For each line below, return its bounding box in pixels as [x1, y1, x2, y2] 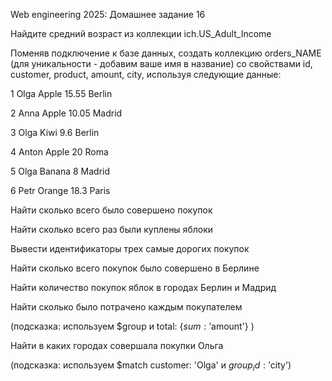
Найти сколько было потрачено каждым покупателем [10, 301, 243, 313]
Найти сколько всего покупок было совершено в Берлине [10, 262, 260, 274]
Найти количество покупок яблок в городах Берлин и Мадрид [10, 282, 277, 293]
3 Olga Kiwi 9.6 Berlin [10, 127, 100, 138]
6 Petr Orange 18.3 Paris [10, 185, 111, 196]
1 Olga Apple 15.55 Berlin [10, 88, 113, 99]
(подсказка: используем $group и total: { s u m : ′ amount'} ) [10, 320, 255, 332]
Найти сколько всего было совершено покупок [10, 204, 213, 216]
